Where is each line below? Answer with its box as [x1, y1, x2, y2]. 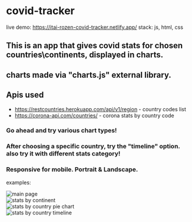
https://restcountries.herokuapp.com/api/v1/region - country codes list [14, 105, 187, 112]
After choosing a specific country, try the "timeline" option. [6, 143, 181, 151]
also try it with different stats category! [6, 150, 121, 158]
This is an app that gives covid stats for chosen [6, 41, 183, 51]
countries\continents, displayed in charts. [6, 50, 164, 60]
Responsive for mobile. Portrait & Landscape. [6, 165, 138, 174]
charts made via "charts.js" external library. [6, 69, 172, 80]
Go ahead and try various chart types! [6, 127, 117, 135]
